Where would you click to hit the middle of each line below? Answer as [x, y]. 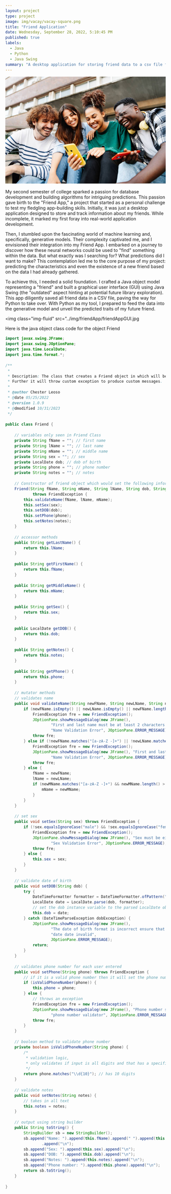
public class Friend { [29, 424]
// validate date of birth [43, 880]
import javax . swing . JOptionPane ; [41, 344]
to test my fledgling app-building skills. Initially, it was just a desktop [77, 208]
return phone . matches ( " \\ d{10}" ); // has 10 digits [80, 1074]
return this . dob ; [42, 634]
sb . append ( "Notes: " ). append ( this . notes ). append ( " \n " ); [84, 1160]
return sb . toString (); [48, 1171]
